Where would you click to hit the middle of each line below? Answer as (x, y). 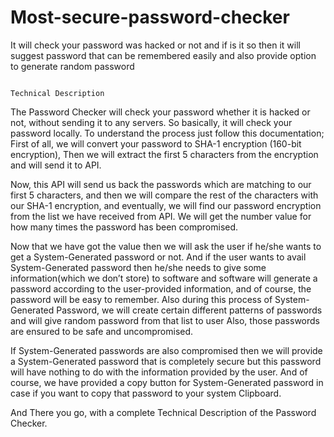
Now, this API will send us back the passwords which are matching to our (161, 184)
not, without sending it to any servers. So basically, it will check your (151, 122)
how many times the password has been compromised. (124, 227)
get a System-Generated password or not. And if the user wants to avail (158, 257)
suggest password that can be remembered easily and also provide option (163, 55)
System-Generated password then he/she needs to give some (138, 267)
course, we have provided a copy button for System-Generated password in (167, 382)
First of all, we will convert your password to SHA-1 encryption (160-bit (156, 143)
